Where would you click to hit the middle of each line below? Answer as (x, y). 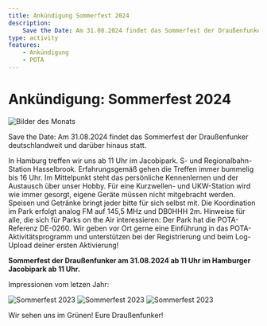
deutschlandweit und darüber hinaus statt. (77, 145)
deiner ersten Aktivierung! (76, 245)
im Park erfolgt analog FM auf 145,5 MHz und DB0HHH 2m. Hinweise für (127, 211)
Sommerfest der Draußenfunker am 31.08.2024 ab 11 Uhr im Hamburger (130, 260)
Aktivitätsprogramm (41, 236)
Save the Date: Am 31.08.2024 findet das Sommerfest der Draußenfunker (128, 137)
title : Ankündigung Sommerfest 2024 (69, 16)
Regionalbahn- (228, 161)
